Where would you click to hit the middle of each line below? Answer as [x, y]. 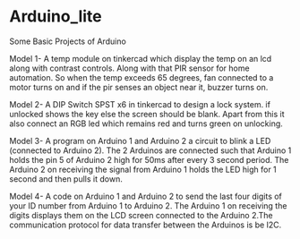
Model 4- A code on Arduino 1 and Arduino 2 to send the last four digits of [146, 196]
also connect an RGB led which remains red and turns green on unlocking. [146, 124]
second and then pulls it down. [66, 179]
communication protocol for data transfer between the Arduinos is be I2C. [146, 225]
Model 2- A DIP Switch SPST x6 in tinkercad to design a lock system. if [140, 104]
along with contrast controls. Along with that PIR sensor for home [129, 68]
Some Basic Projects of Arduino [68, 41]
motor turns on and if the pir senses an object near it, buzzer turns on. [139, 87]
